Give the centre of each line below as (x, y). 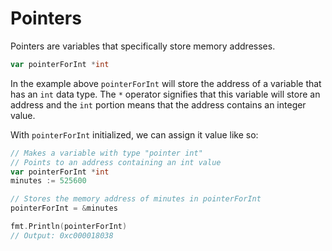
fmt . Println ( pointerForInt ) (69, 227)
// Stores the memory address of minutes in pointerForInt (136, 199)
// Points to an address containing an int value (116, 162)
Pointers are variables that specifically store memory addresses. (143, 46)
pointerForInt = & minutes (64, 208)
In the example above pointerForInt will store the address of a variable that (166, 83)
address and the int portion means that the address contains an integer (158, 104)
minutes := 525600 (48, 181)
